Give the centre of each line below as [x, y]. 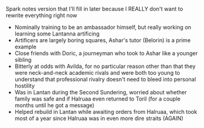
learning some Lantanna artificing [57, 34]
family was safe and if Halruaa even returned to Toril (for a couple [97, 99]
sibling [23, 60]
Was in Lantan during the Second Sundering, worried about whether [101, 92]
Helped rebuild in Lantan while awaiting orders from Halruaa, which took [106, 112]
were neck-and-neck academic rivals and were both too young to [97, 73]
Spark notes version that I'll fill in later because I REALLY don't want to [94, 9]
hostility [25, 86]
